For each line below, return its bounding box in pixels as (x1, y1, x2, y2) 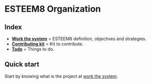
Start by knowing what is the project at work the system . (4, 73, 118, 79)
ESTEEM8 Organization (4, 3, 101, 15)
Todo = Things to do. (11, 46, 54, 52)
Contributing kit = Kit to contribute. (11, 41, 84, 47)
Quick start (4, 60, 40, 69)
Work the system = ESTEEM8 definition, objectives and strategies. (11, 36, 147, 42)
